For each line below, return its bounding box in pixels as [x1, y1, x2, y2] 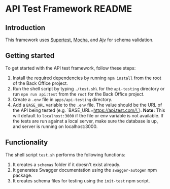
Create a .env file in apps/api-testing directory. [12, 96, 113, 102]
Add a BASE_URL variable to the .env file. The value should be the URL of [12, 102, 162, 108]
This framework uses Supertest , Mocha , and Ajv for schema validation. [5, 37, 154, 43]
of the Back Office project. [12, 80, 69, 86]
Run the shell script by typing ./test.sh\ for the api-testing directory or [12, 85, 165, 91]
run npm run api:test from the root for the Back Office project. [12, 91, 145, 97]
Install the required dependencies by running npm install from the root [12, 75, 161, 81]
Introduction [5, 23, 46, 32]
